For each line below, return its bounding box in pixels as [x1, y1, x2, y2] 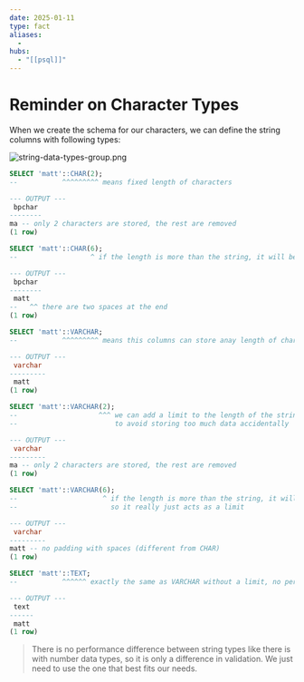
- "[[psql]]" [17, 55, 67, 64]
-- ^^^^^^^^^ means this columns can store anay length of [9, 336, 278, 345]
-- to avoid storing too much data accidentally [9, 419, 290, 428]
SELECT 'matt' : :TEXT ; [9, 569, 91, 579]
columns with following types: [9, 133, 121, 145]
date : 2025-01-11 [9, 13, 75, 23]
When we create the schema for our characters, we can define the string [9, 124, 280, 135]
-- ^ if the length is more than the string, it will [9, 252, 285, 261]
